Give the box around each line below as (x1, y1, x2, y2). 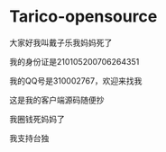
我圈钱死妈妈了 (9, 113, 65, 124)
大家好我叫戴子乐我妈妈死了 (9, 37, 113, 48)
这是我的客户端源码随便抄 (9, 94, 105, 105)
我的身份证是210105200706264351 (9, 56, 140, 67)
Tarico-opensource (9, 6, 158, 27)
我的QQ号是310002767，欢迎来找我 (9, 75, 143, 86)
